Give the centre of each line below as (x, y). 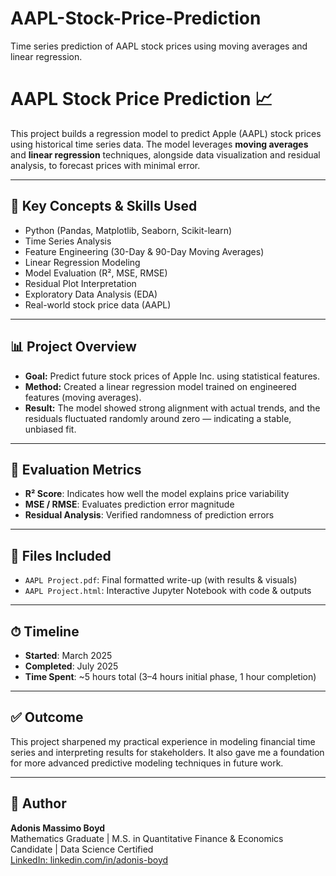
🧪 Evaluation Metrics (76, 469)
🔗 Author (38, 803)
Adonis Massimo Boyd (58, 828)
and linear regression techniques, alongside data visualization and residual (165, 154)
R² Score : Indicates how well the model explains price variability (157, 494)
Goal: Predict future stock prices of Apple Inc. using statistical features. (172, 376)
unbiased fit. (50, 429)
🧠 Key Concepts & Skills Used (104, 206)
